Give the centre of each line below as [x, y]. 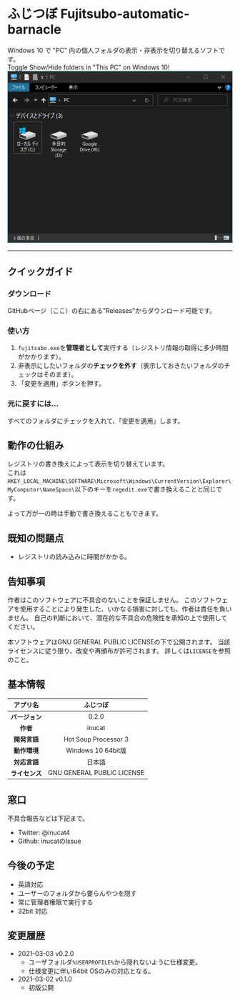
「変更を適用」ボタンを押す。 [61, 384]
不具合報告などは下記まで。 [48, 819]
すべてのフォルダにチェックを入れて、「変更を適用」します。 [96, 421]
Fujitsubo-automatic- [125, 14]
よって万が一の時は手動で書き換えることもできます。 [85, 514]
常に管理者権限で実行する [55, 902]
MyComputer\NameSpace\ [41, 490]
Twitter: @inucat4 [44, 833]
